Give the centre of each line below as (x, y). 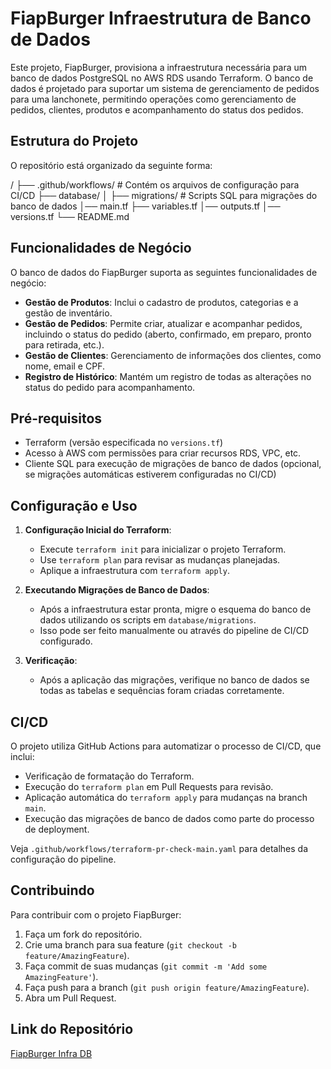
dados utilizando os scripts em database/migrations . (148, 620)
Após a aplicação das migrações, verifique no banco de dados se (174, 680)
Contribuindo (52, 890)
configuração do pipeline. (63, 859)
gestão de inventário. (68, 313)
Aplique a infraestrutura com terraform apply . (134, 571)
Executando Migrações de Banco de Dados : (117, 590)
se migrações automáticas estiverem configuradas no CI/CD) (150, 474)
